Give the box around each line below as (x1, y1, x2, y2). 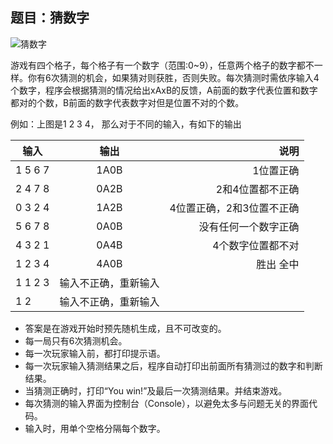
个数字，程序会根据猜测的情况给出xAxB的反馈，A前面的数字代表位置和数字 (10, 84, 318, 96)
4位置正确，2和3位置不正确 (169, 201, 300, 215)
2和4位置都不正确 (215, 182, 300, 196)
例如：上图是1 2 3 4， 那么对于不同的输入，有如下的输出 (10, 118, 242, 130)
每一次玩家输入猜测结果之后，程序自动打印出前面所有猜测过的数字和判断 (24, 359, 323, 372)
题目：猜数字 (10, 9, 90, 27)
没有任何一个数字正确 (198, 219, 300, 233)
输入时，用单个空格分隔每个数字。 (24, 422, 166, 434)
